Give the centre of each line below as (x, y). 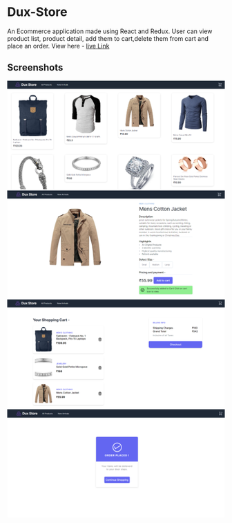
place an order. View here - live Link (58, 46)
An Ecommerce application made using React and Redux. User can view (110, 31)
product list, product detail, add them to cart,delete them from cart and (108, 38)
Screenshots (35, 67)
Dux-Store (37, 12)
